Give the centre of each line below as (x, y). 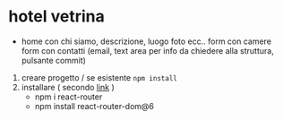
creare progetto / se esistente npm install (99, 77)
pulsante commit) (54, 60)
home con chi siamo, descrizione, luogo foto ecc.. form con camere (146, 41)
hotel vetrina (56, 17)
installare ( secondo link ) (68, 87)
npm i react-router (69, 97)
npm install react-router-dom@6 (94, 106)
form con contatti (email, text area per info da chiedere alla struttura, (147, 50)
